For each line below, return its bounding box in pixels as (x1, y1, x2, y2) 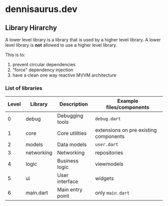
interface (57, 178, 78, 185)
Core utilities (57, 130, 87, 137)
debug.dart (94, 116, 121, 122)
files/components (105, 104, 149, 111)
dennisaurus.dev (5, 4, 77, 15)
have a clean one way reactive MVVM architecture (12, 72, 116, 78)
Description (59, 101, 88, 108)
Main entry (57, 186, 82, 193)
